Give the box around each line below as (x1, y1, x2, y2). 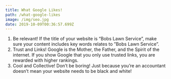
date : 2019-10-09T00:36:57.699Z (5, 21, 74, 27)
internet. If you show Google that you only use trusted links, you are (12, 52, 156, 58)
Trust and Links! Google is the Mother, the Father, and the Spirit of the (12, 46, 160, 52)
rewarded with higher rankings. (12, 57, 79, 64)
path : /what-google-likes (5, 12, 60, 17)
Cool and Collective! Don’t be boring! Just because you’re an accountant (12, 63, 166, 69)
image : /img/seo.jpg (5, 17, 50, 22)
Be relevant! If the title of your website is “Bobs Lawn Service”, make (12, 36, 157, 42)
